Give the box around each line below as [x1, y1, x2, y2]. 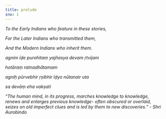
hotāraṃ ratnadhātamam [5, 64, 58, 70]
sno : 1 [5, 12, 19, 17]
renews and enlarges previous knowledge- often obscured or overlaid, [5, 98, 151, 105]
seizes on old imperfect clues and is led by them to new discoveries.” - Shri [5, 104, 161, 110]
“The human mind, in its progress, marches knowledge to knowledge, [5, 93, 149, 99]
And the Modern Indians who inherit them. [5, 45, 93, 51]
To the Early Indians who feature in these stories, [5, 25, 107, 31]
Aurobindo [5, 109, 27, 115]
